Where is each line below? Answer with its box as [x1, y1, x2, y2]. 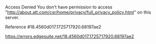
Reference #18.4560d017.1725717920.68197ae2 [5, 24, 102, 30]
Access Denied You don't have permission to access [5, 4, 112, 10]
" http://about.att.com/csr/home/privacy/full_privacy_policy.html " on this [5, 9, 151, 15]
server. [5, 15, 20, 20]
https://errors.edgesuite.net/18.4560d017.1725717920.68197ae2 [5, 34, 135, 39]
